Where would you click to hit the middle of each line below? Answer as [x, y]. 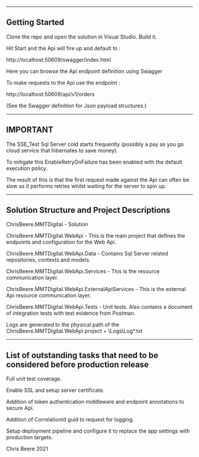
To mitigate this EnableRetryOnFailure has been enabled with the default [94, 162]
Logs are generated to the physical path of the [63, 325]
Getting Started [35, 22]
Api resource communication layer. [49, 295]
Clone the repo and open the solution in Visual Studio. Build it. [81, 37]
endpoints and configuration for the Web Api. [61, 242]
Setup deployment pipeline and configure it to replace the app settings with [98, 431]
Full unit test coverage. [34, 379]
